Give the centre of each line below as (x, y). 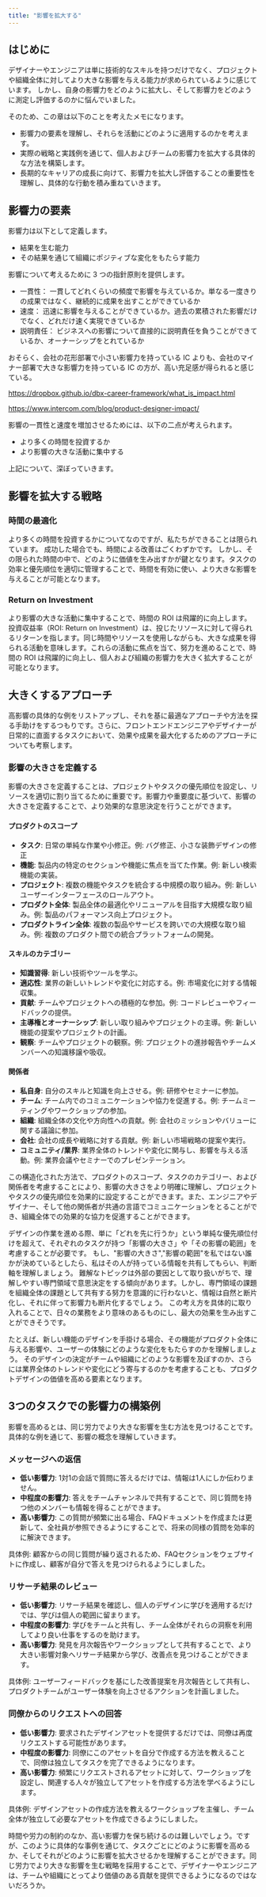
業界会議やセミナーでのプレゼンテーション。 (117, 1160)
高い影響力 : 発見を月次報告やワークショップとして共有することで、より (136, 1645)
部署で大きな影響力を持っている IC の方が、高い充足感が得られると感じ (138, 368)
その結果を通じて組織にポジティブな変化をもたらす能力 (110, 257)
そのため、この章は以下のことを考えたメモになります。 (98, 116)
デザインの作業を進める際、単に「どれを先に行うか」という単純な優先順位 (129, 1233)
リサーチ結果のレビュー (53, 1587)
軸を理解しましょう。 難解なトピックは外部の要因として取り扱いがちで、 (127, 1273)
